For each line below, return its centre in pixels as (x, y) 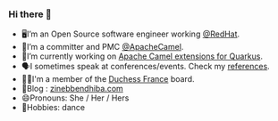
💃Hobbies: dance (53, 108)
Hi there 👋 (30, 14)
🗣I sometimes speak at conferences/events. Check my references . (145, 67)
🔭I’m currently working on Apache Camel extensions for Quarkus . (142, 56)
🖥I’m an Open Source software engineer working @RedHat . (131, 34)
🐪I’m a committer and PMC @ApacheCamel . (102, 47)
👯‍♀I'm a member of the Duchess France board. (108, 79)
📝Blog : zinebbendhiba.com (72, 89)
